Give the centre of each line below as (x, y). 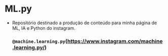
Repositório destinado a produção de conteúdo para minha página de (85, 23)
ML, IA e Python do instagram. (44, 28)
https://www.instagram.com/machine (115, 41)
